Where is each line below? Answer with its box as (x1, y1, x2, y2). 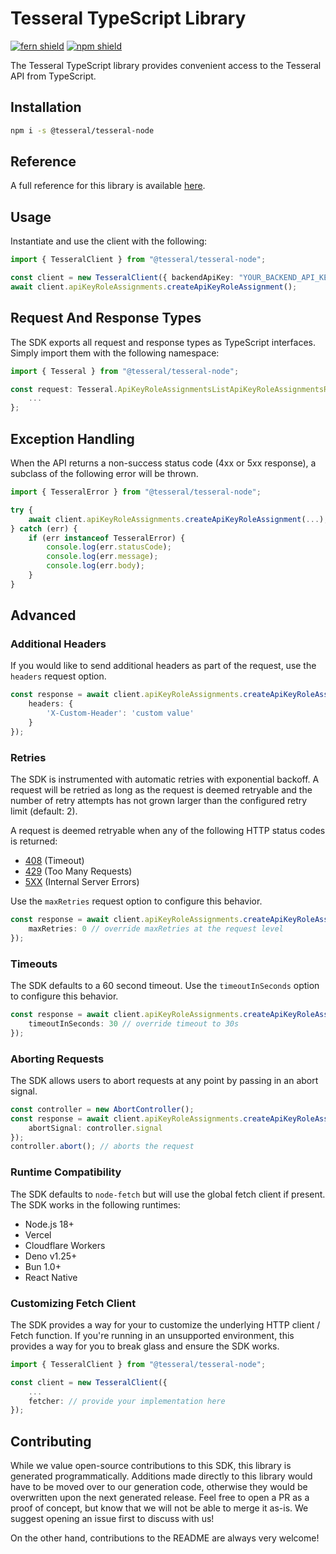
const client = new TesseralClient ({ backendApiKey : (10, 273, 235, 283)
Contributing (10, 1433, 92, 1450)
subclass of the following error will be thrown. (10, 468, 199, 479)
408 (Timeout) (24, 855, 85, 867)
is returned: (10, 835, 58, 847)
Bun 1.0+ (24, 1260, 62, 1272)
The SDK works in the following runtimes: (10, 1198, 181, 1211)
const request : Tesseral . (10, 384, 118, 394)
